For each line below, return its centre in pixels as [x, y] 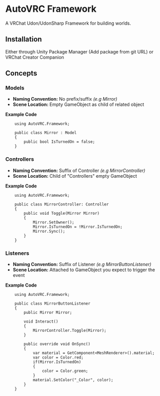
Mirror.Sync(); [49, 231]
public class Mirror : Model [46, 133]
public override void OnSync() [57, 344]
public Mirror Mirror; [48, 313]
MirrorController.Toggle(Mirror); [69, 331]
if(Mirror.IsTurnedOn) [57, 362]
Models [15, 88]
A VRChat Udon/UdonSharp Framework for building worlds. [68, 23]
